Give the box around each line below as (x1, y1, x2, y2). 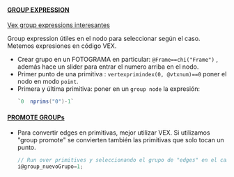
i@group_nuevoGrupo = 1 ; (17, 163, 84, 170)
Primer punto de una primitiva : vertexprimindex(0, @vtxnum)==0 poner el (17, 70, 227, 78)
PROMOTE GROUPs (7, 113, 65, 121)
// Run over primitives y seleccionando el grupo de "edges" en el (17, 157, 217, 164)
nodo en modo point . (17, 77, 79, 86)
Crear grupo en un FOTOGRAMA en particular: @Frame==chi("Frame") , (17, 56, 218, 64)
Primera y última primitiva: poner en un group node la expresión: (17, 85, 201, 93)
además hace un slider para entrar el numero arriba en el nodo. (17, 62, 199, 71)
